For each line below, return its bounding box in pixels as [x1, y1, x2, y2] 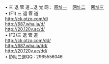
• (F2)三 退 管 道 [5, 32, 38, 38]
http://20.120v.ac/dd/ [5, 48, 48, 54]
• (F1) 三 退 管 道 [5, 10, 38, 16]
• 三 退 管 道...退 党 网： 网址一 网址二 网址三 [5, 4, 104, 10]
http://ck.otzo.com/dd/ [5, 38, 51, 43]
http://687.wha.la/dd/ [5, 43, 48, 48]
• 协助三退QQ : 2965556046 [5, 54, 63, 60]
